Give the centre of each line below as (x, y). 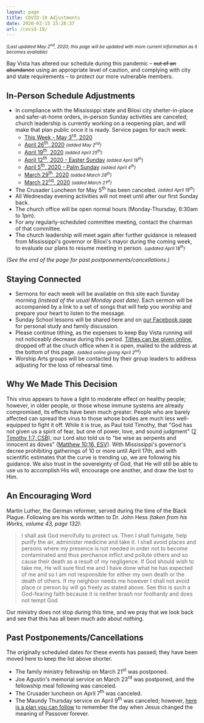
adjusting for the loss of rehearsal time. (64, 365)
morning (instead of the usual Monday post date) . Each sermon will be (104, 300)
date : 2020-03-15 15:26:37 (40, 23)
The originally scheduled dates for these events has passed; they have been (102, 652)
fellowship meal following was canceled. (66, 685)
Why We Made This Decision (62, 384)
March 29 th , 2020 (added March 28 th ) (68, 174)
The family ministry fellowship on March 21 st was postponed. (92, 671)
